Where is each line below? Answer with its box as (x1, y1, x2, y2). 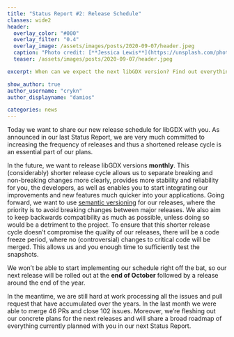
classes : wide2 (7, 17, 52, 24)
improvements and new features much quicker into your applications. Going (7, 191, 225, 200)
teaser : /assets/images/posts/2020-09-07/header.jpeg (13, 56, 173, 63)
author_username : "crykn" (7, 87, 82, 94)
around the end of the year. (7, 278, 86, 287)
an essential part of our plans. (7, 148, 93, 156)
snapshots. (7, 250, 40, 259)
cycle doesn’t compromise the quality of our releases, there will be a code (7, 228, 219, 237)
